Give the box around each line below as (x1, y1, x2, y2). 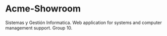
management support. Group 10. (5, 24, 73, 30)
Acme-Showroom (5, 3, 81, 14)
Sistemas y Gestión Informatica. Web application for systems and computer (5, 19, 162, 25)
